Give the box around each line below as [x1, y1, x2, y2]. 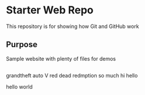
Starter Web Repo [6, 3, 94, 17]
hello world [6, 83, 33, 90]
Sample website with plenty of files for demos [6, 55, 116, 62]
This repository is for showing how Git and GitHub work [6, 23, 139, 30]
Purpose [6, 40, 38, 50]
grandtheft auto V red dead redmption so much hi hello [6, 72, 138, 79]
